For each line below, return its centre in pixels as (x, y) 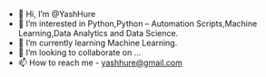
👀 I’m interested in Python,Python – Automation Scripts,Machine (138, 24)
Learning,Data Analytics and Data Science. (98, 33)
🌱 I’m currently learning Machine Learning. (98, 43)
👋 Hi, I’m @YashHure (57, 14)
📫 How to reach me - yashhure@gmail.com (100, 63)
